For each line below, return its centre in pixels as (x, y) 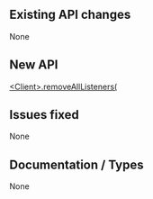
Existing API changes (70, 15)
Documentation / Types (76, 164)
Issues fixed (44, 115)
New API (34, 65)
